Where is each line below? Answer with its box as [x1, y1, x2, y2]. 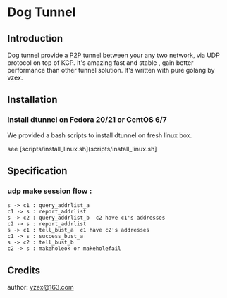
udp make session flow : [7, 186, 92, 196]
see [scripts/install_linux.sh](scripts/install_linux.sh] [7, 144, 157, 153]
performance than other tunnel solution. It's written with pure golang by [7, 66, 215, 74]
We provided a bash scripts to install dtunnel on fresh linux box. [7, 131, 192, 139]
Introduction [7, 32, 63, 44]
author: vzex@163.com [7, 283, 74, 292]
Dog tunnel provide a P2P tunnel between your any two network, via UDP [7, 51, 220, 59]
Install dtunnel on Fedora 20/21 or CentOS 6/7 [7, 115, 167, 125]
